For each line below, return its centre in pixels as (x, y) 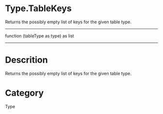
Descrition (26, 60)
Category (24, 93)
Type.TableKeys (38, 8)
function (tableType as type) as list (40, 36)
